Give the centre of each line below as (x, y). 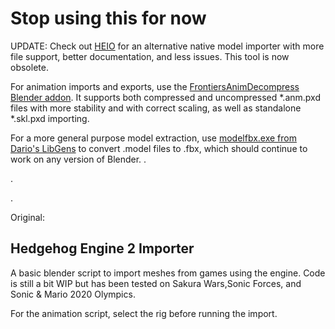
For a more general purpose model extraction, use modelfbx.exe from (153, 138)
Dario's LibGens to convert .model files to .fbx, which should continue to (159, 148)
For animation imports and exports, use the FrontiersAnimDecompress (155, 86)
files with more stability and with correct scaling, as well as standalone (156, 108)
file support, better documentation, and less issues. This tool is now (150, 56)
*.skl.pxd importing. (50, 118)
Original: (28, 217)
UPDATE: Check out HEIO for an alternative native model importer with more (167, 46)
